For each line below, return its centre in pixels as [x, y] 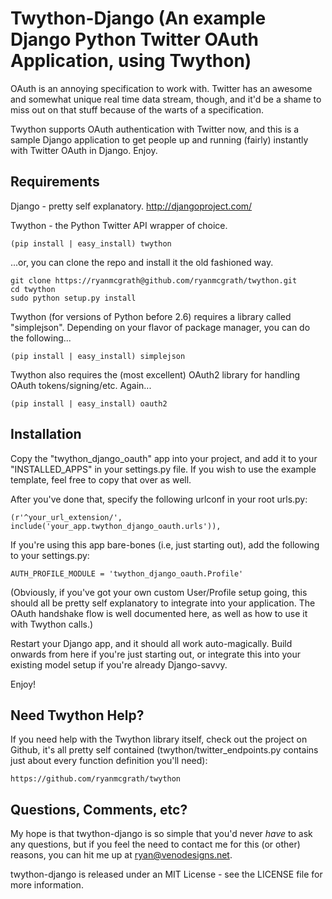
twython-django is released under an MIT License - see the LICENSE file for [166, 874]
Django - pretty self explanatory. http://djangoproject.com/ [131, 206]
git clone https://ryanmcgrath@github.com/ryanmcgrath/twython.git [154, 280]
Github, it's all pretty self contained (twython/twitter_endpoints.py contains [164, 750]
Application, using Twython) [131, 61]
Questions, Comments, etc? [99, 809]
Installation [46, 434]
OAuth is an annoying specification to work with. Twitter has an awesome [161, 88]
